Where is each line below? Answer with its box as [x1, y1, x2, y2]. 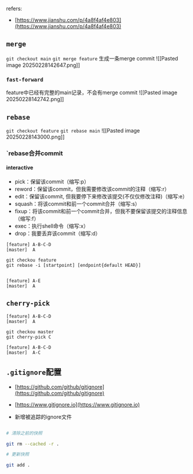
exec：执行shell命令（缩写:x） [14, 223, 89, 230]
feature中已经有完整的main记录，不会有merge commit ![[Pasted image [6, 89, 178, 96]
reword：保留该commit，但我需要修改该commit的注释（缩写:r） [14, 186, 170, 193]
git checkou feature [6, 257, 57, 263]
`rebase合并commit [6, 149, 63, 157]
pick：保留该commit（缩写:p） [14, 178, 90, 185]
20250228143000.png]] [6, 133, 65, 140]
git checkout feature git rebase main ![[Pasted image [6, 127, 140, 134]
